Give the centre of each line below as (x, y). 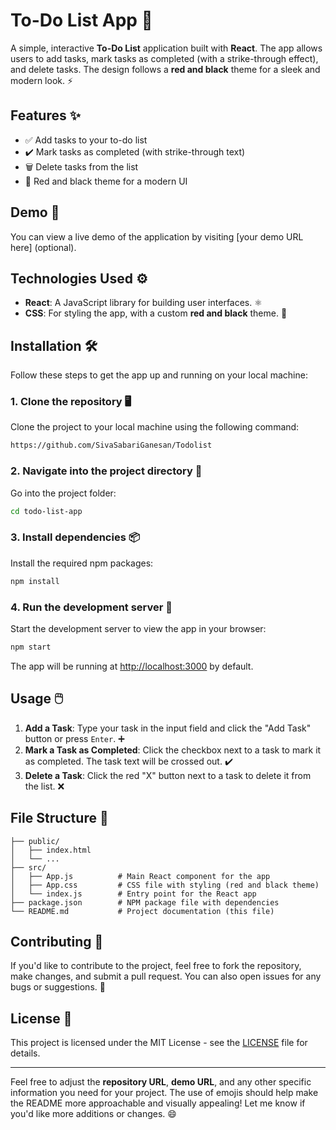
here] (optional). (43, 247)
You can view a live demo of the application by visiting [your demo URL (157, 236)
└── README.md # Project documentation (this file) (142, 911)
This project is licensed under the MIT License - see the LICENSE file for (159, 1043)
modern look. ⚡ (42, 80)
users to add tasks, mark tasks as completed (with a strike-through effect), (164, 58)
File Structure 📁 (59, 818)
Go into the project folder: (63, 493)
